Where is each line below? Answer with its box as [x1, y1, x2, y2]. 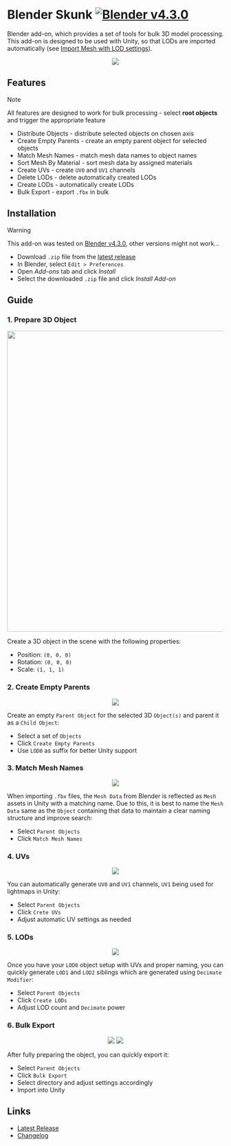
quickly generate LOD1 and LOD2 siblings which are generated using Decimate [7, 968, 222, 976]
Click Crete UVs [16, 908, 61, 916]
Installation [7, 208, 56, 219]
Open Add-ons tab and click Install [16, 267, 116, 275]
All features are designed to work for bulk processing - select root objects [7, 109, 218, 117]
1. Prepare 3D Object [7, 315, 77, 324]
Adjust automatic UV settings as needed [16, 915, 132, 924]
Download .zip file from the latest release [16, 252, 136, 261]
